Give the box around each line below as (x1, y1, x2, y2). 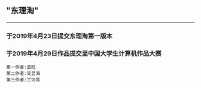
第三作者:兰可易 (6, 77, 41, 83)
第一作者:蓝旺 (6, 64, 36, 70)
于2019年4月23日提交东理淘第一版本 (6, 32, 112, 40)
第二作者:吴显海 (6, 71, 41, 77)
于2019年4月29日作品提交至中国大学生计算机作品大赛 (6, 49, 162, 58)
